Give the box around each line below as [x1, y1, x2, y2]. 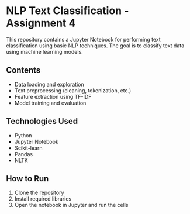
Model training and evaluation [14, 99, 87, 106]
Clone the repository [14, 189, 64, 196]
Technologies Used [6, 116, 78, 126]
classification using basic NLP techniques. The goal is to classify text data [6, 42, 185, 49]
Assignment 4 [6, 16, 76, 30]
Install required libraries [14, 195, 72, 202]
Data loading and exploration [14, 81, 85, 88]
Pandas [14, 150, 33, 157]
